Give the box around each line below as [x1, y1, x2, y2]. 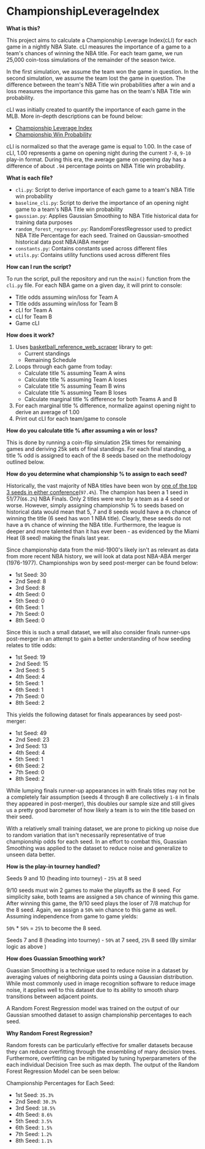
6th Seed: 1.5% [15, 1124, 53, 1131]
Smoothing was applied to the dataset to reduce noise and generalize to [6, 844, 188, 851]
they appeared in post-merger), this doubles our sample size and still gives [6, 799, 195, 807]
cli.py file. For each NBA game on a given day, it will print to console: [6, 281, 182, 289]
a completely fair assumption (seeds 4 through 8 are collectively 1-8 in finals [6, 793, 199, 801]
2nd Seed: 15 [15, 659, 48, 667]
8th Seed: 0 [15, 617, 45, 624]
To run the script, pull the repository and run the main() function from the [6, 275, 191, 282]
